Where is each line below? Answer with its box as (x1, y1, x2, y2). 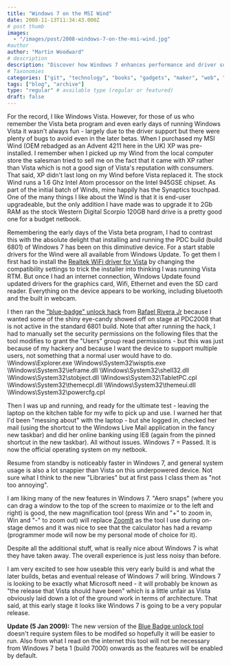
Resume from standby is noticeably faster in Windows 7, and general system (7, 459, 223, 467)
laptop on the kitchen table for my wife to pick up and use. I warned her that (7, 409, 222, 417)
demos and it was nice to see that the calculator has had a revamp (24, 523, 213, 532)
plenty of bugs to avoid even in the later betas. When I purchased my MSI (7, 134, 215, 142)
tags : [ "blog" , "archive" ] (7, 81, 85, 88)
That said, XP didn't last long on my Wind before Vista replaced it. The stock (7, 171, 223, 179)
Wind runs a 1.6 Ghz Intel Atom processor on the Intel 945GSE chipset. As (7, 179, 216, 186)
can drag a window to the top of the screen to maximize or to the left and (7, 501, 214, 509)
